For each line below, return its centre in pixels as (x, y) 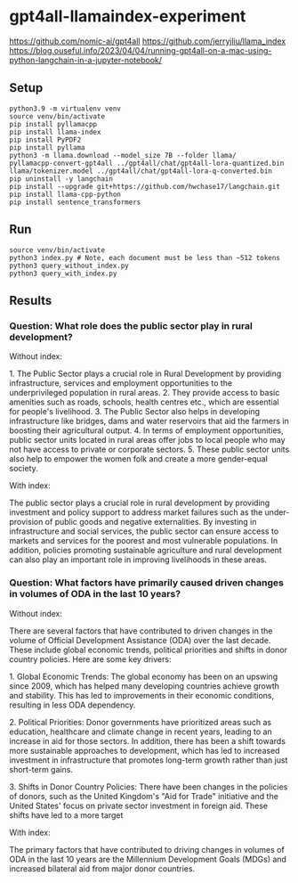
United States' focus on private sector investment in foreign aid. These (139, 805)
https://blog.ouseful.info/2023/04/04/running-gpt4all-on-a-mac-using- (141, 50)
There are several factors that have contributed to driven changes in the (141, 631)
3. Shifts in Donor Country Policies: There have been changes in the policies (149, 787)
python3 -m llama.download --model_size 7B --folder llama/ (123, 155)
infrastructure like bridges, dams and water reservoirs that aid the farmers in (149, 421)
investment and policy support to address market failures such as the (136, 512)
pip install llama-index (55, 132)
